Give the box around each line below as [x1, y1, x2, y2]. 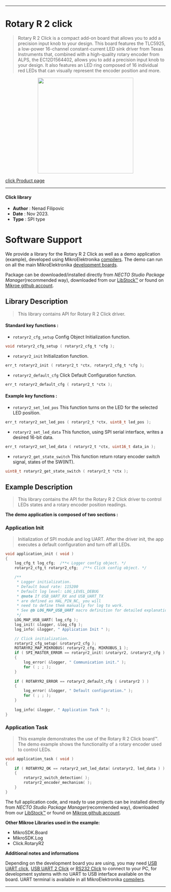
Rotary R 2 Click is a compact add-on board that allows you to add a [17, 35, 161, 41]
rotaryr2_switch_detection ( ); [23, 775, 90, 781]
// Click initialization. [14, 636, 70, 641]
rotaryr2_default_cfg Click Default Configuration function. [12, 372, 136, 378]
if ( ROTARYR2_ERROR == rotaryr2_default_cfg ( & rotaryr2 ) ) [14, 679, 149, 684]
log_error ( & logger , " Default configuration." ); [23, 688, 133, 693]
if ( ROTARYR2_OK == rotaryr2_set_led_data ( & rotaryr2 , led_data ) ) [14, 766, 165, 771]
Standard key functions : [5, 323, 59, 329]
